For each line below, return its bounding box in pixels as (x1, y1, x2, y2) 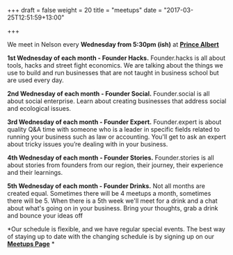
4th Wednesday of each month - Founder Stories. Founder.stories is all (7, 153, 214, 162)
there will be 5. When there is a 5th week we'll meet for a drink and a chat (7, 196, 218, 205)
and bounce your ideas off (7, 212, 83, 219)
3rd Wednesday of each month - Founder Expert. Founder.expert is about (7, 118, 222, 126)
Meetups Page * (7, 240, 55, 248)
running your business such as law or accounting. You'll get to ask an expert (7, 132, 226, 141)
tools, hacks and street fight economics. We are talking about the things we (7, 61, 224, 69)
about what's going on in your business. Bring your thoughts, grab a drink (7, 204, 218, 212)
